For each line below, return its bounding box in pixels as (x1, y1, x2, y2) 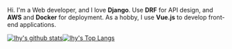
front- (208, 13, 225, 21)
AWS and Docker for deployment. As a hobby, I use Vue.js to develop (7, 13, 207, 21)
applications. (19, 21, 57, 28)
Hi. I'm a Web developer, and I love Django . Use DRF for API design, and (7, 6, 213, 14)
